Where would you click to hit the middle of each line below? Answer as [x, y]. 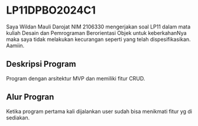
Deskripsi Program [41, 64]
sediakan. [18, 117]
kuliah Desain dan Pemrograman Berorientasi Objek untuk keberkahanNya [97, 33]
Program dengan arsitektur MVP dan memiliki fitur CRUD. [76, 78]
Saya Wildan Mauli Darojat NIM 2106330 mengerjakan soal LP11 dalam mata [98, 27]
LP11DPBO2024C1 [51, 10]
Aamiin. [15, 46]
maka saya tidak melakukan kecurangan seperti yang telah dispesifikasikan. [98, 39]
